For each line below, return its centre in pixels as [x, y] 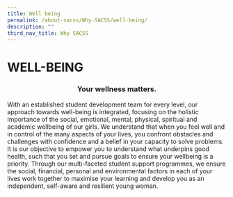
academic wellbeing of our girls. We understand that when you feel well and [116, 127]
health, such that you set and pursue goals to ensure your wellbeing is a [110, 156]
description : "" [31, 26]
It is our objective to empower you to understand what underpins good [109, 149]
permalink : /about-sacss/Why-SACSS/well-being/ [78, 20]
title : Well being [34, 14]
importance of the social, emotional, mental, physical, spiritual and [102, 119]
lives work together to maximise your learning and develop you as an [106, 178]
